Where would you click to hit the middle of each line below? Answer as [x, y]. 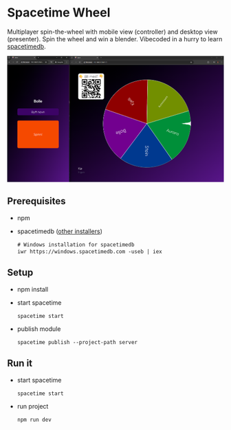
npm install [33, 289]
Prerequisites [36, 201]
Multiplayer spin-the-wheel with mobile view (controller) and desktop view [112, 32]
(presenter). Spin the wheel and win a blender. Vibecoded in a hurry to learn [115, 39]
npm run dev [34, 420]
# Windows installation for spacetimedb [76, 245]
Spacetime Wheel [59, 13]
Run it [20, 364]
